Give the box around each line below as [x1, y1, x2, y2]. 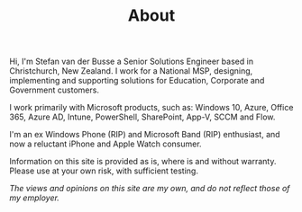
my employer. [9, 192, 60, 203]
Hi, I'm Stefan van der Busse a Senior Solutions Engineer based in [9, 56, 254, 67]
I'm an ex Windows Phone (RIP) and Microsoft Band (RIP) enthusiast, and [9, 129, 281, 140]
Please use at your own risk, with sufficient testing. [9, 165, 198, 176]
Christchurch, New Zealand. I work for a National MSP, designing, [9, 66, 253, 76]
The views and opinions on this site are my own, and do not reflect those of [9, 183, 290, 194]
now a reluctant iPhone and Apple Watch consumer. [9, 138, 202, 149]
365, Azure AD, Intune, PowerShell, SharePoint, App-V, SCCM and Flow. [9, 111, 276, 122]
